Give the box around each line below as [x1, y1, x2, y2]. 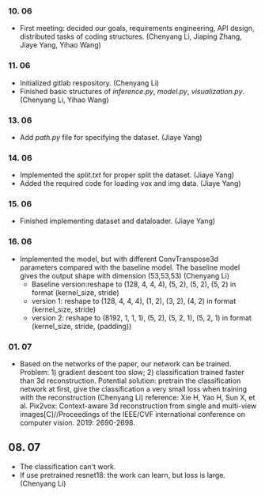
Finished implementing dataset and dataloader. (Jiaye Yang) [19, 216, 216, 226]
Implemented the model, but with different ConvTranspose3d [19, 254, 219, 263]
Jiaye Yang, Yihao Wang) [19, 40, 101, 50]
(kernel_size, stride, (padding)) [31, 321, 132, 331]
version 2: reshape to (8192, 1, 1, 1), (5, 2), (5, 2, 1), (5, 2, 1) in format [31, 312, 252, 322]
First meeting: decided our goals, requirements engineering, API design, [19, 24, 255, 33]
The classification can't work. [19, 461, 116, 471]
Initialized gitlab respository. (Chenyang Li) [19, 78, 160, 88]
